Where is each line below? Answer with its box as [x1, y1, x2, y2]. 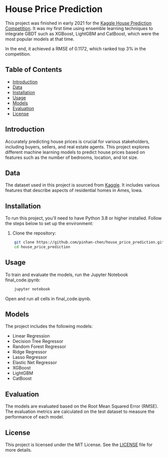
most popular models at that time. [5, 36, 74, 42]
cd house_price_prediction [14, 244, 70, 249]
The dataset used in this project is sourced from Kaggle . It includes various [5, 182, 160, 188]
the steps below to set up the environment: [5, 220, 93, 226]
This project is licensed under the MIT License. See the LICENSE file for [5, 441, 153, 448]
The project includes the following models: [5, 323, 93, 329]
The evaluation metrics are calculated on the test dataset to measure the [5, 408, 155, 414]
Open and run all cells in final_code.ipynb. [5, 295, 91, 301]
